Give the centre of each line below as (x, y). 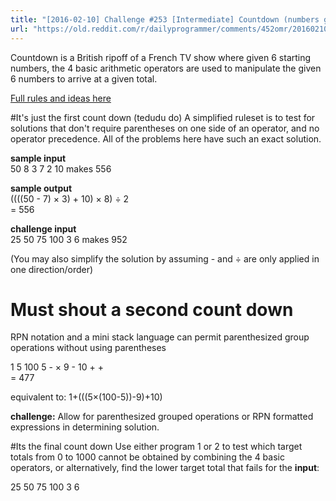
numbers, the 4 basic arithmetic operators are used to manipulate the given (166, 68)
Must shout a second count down (152, 309)
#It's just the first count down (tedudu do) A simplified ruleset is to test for (163, 117)
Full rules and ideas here (61, 98)
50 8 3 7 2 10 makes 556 (61, 168)
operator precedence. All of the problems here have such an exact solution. (166, 138)
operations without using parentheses (88, 348)
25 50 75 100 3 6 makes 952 (69, 239)
